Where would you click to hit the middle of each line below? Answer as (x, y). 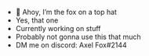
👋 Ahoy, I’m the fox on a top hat (66, 12)
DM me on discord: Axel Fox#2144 (71, 45)
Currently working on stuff (58, 28)
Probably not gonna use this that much (78, 37)
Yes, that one (37, 20)
